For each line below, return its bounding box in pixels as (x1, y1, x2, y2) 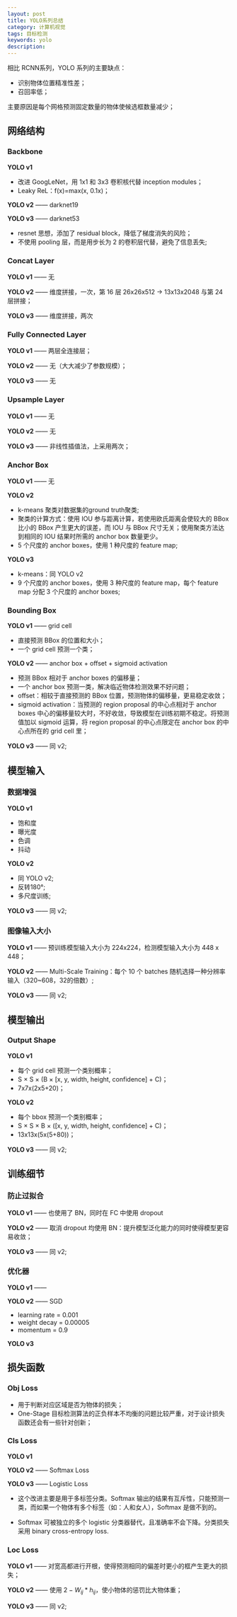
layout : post (7, 10, 46, 18)
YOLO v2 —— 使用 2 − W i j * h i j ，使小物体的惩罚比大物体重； (7, 1586, 183, 1596)
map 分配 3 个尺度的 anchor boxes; (17, 587, 120, 596)
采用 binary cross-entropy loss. (17, 1526, 109, 1535)
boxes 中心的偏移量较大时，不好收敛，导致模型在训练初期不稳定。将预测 (17, 709, 230, 718)
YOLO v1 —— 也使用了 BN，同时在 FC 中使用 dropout (7, 1208, 164, 1217)
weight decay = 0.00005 (17, 1318, 90, 1326)
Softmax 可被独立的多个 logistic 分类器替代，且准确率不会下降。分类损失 (17, 1518, 230, 1526)
